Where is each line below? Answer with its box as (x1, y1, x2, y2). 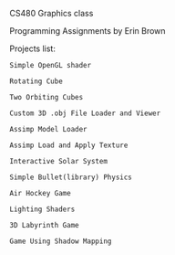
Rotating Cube (9, 77, 64, 86)
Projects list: (9, 43, 57, 54)
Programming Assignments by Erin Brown (9, 26, 166, 36)
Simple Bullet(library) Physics (9, 173, 132, 182)
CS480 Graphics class (9, 8, 94, 18)
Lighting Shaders (9, 205, 76, 214)
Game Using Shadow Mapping (9, 237, 112, 246)
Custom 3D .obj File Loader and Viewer (9, 109, 161, 118)
